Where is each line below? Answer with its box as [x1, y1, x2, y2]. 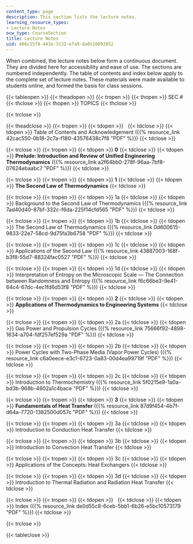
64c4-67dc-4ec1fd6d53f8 [6, 283, 69, 290]
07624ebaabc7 [6, 164, 43, 171]
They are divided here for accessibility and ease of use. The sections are [6, 63, 182, 70]
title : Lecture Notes [6, 36, 59, 42]
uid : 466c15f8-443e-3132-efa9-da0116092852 [6, 42, 114, 47]
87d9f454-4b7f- [140, 402, 180, 409]
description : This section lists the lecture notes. [6, 14, 137, 20]
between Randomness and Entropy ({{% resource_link [6, 277, 137, 284]
